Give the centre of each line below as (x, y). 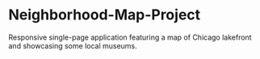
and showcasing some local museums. (73, 45)
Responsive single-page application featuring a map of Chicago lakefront (130, 37)
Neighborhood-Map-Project (105, 15)
